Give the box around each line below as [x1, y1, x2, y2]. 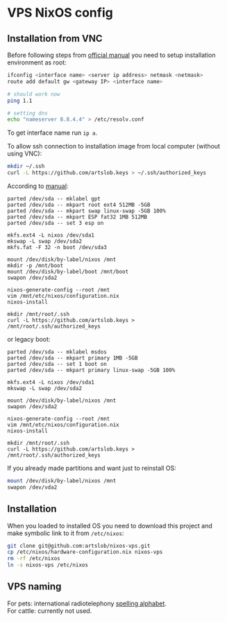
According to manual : [7, 182, 69, 190]
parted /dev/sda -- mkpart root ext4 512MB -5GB [7, 201, 151, 208]
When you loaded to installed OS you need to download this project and [7, 521, 213, 530]
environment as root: [7, 58, 67, 67]
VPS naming [7, 581, 62, 593]
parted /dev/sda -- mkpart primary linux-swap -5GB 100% [7, 367, 176, 373]
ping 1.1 [7, 97, 33, 104]
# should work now [7, 90, 60, 98]
